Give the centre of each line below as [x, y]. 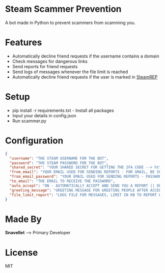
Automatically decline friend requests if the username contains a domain [86, 56]
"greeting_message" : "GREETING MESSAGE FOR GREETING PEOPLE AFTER [79, 190]
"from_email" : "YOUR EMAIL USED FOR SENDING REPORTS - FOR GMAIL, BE [82, 172]
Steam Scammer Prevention [63, 9]
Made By [23, 219]
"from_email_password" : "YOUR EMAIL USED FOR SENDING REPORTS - [77, 177]
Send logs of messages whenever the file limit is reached [70, 72]
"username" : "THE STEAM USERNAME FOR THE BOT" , [59, 158]
